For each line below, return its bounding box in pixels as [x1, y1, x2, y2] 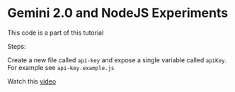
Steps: [7, 42, 26, 50]
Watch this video [7, 76, 57, 86]
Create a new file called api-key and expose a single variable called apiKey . [7, 55, 227, 64]
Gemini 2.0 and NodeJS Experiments [7, 5, 229, 21]
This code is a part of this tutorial [7, 28, 104, 37]
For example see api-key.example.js [7, 63, 115, 71]
